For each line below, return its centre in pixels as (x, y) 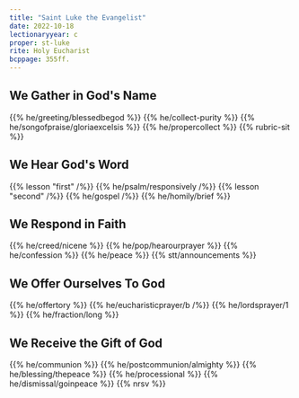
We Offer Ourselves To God (88, 283)
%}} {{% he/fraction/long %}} (64, 314)
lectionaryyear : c (44, 34)
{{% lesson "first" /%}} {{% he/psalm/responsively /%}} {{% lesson (134, 186)
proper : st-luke (40, 43)
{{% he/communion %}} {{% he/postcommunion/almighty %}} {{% (133, 365)
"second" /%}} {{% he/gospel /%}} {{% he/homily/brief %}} (120, 196)
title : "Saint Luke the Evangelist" (78, 18)
